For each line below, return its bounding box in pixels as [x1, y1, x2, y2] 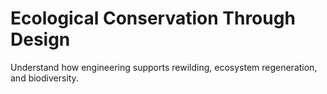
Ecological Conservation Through [10, 7, 296, 30]
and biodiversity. [10, 72, 79, 84]
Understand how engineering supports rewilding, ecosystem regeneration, [10, 61, 318, 73]
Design [10, 28, 71, 51]
